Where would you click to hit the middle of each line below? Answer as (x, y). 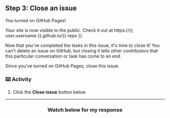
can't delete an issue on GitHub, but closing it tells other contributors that (82, 50)
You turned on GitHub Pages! (36, 20)
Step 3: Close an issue (41, 8)
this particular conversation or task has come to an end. (63, 56)
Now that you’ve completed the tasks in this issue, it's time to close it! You (82, 45)
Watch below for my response (85, 110)
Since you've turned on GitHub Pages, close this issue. (62, 66)
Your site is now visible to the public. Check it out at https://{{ (69, 30)
